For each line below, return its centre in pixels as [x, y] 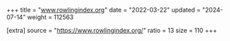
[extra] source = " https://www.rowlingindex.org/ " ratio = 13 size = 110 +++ [112, 30]
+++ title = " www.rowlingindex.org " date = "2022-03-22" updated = [104, 10]
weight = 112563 [50, 17]
